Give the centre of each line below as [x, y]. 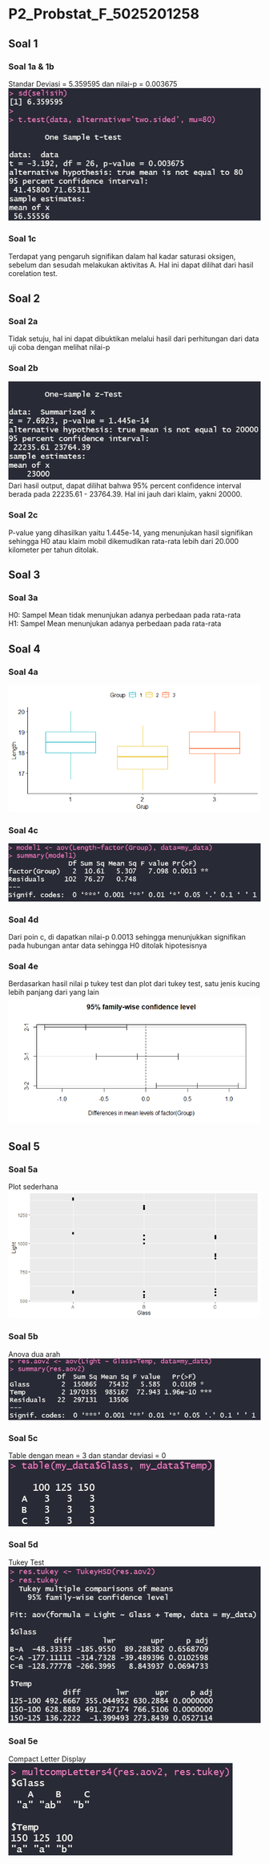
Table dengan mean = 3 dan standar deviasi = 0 [87, 1456]
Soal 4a [23, 672]
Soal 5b [23, 1337]
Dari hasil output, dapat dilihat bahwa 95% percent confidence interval [125, 485]
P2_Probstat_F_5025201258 [104, 14]
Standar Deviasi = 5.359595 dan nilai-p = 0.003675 [93, 83]
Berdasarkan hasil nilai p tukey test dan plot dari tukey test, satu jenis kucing [134, 984]
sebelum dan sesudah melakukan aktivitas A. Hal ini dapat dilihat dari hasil [131, 265]
